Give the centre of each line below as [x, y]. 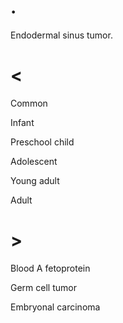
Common [29, 103]
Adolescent [34, 161]
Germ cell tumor [43, 287]
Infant [22, 122]
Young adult [35, 180]
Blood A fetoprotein [50, 268]
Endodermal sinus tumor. [61, 35]
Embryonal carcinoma [55, 307]
